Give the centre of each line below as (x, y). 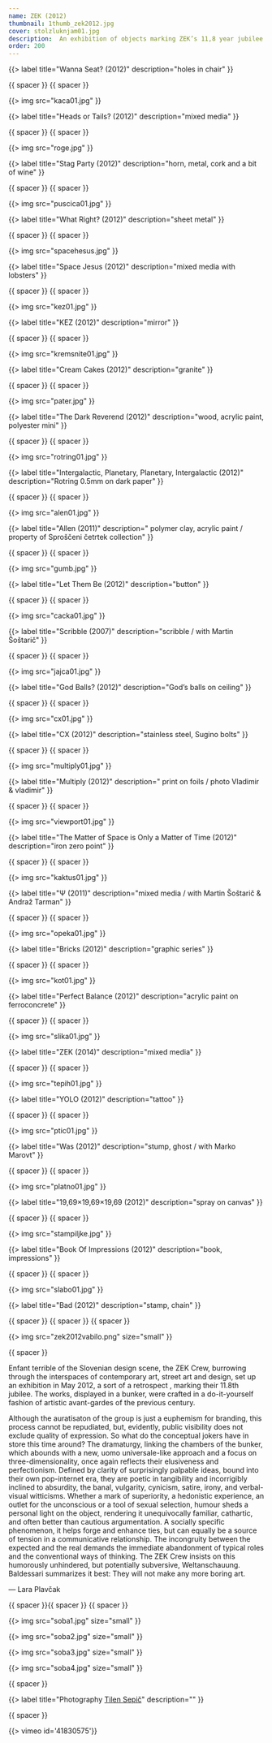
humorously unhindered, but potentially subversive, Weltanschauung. (125, 1565)
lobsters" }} (28, 275)
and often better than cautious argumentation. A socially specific (117, 1522)
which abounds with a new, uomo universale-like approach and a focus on (133, 1453)
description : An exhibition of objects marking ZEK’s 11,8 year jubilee (136, 39)
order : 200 (27, 46)
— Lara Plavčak (35, 1590)
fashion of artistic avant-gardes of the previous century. (102, 1403)
